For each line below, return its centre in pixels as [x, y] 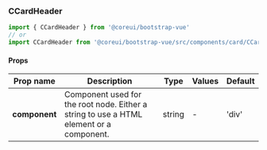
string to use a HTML [104, 114]
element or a [88, 125]
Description [110, 81]
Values [205, 81]
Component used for [103, 94]
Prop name [34, 81]
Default [240, 81]
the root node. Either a [106, 105]
